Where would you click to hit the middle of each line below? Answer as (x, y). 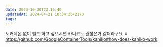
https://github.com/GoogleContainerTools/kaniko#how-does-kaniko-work (81, 39)
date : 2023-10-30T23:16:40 (33, 10)
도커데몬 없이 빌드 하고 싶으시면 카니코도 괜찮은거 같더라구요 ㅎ (67, 34)
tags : (11, 19)
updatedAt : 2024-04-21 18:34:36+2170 (45, 14)
